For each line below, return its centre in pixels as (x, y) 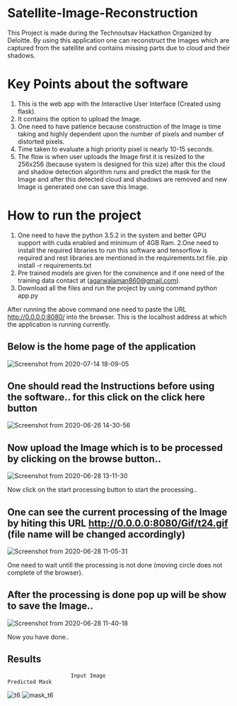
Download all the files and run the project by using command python (117, 288)
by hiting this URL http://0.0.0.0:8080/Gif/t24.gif (118, 523)
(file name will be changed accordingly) (97, 534)
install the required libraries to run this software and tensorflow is (112, 250)
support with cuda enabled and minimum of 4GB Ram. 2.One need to (118, 242)
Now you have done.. (38, 636)
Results (24, 659)
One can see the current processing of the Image (117, 512)
